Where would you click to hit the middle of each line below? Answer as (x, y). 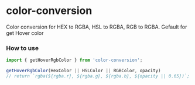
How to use (23, 48)
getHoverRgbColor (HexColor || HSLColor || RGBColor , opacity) (83, 71)
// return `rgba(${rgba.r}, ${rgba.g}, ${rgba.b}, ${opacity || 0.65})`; (98, 76)
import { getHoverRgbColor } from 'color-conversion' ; (74, 60)
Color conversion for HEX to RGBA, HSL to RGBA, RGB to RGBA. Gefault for (97, 27)
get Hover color (25, 33)
